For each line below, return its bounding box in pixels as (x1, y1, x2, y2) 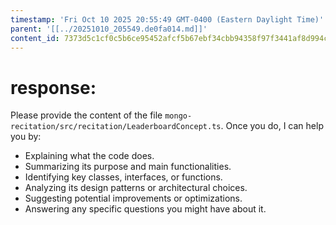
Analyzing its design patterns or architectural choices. (24, 182, 248, 194)
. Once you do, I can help (220, 120, 324, 132)
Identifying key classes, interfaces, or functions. (24, 171, 223, 183)
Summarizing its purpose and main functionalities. (24, 161, 232, 173)
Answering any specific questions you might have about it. (24, 203, 267, 215)
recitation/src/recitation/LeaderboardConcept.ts (10, 122, 222, 132)
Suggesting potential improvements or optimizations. (24, 192, 243, 205)
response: (10, 76, 97, 99)
